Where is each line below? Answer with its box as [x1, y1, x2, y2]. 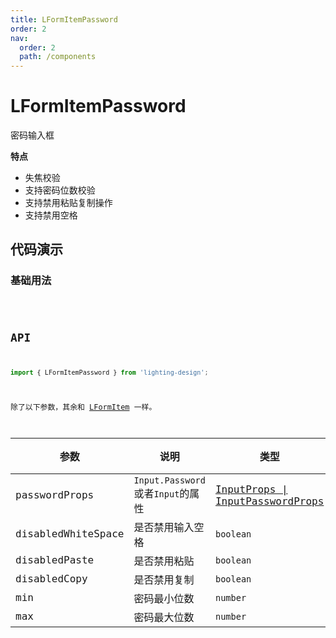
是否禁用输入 [133, 521, 195, 534]
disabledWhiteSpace [15, 527, 125, 541]
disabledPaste [15, 554, 95, 567]
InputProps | [214, 482, 288, 496]
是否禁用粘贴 [133, 554, 195, 568]
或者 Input [133, 487, 180, 500]
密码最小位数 [133, 592, 195, 605]
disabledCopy [15, 572, 88, 586]
